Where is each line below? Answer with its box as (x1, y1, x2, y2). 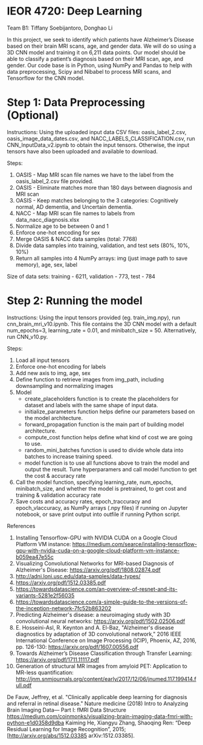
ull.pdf (15, 682, 32, 689)
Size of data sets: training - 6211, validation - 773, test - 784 (7, 273, 156, 280)
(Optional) (7, 109, 59, 122)
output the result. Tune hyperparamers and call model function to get (24, 465, 197, 472)
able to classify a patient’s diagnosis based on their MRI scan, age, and (7, 55, 184, 62)
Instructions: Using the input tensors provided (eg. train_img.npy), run (7, 314, 181, 321)
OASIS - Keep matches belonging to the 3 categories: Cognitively (15, 196, 179, 204)
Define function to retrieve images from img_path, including (15, 376, 164, 383)
